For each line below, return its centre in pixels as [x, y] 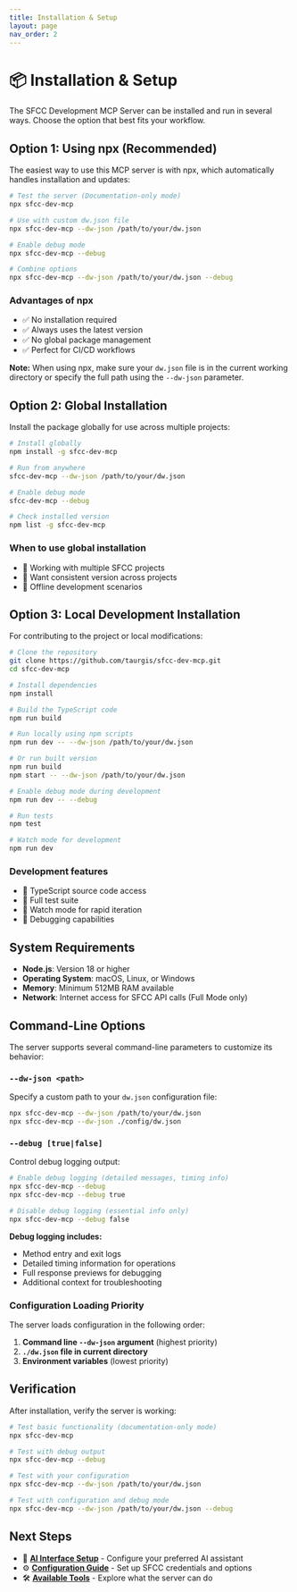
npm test [25, 824]
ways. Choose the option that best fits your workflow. [107, 121]
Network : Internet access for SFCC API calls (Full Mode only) [135, 998]
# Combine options [43, 269]
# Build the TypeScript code [63, 710]
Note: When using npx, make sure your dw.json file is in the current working [148, 368]
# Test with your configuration [69, 1476]
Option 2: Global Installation [88, 405]
